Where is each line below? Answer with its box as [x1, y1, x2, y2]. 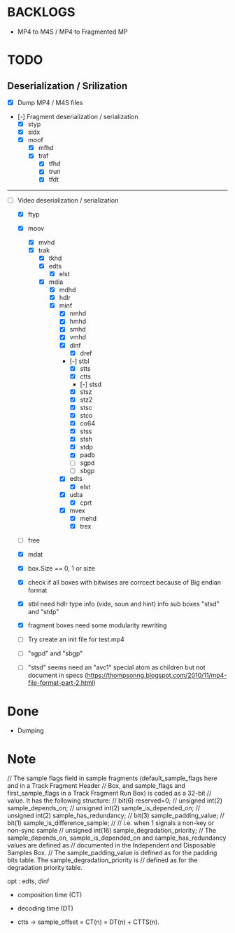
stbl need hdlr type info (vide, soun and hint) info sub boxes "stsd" [27, 600, 220, 608]
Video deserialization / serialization [17, 196, 119, 204]
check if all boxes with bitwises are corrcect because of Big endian [27, 578, 222, 587]
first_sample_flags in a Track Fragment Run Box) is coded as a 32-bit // [7, 789, 212, 798]
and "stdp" [27, 608, 59, 616]
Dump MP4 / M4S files [17, 98, 83, 107]
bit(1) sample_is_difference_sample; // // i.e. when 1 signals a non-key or [7, 819, 215, 827]
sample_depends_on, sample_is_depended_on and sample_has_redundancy [7, 833, 227, 842]
